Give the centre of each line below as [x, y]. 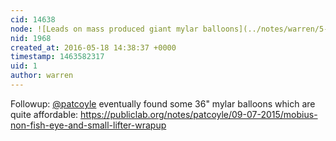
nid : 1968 [31, 38]
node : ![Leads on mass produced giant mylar [104, 29]
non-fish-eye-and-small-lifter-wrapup [88, 125]
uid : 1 [24, 66]
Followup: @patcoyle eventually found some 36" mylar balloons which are [163, 103]
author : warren [42, 76]
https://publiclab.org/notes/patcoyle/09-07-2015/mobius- [199, 114]
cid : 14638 [33, 19]
